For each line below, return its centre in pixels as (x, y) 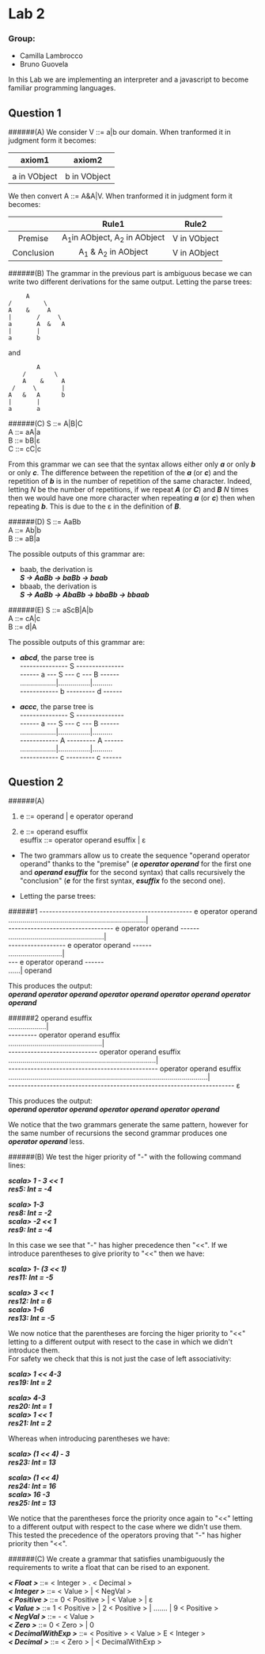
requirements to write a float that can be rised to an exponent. (109, 1568)
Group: (22, 39)
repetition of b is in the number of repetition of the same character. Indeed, (130, 481)
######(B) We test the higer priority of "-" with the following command (125, 1157)
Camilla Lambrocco (51, 56)
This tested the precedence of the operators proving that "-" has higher (125, 1535)
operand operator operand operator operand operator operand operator (129, 994)
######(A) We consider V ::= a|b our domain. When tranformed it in (119, 132)
